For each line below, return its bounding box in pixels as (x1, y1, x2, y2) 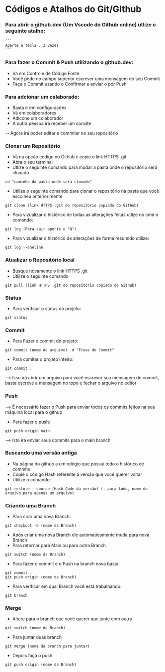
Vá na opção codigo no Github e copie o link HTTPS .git (12, 154, 127, 160)
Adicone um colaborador (12, 115, 64, 121)
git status (5, 315, 28, 320)
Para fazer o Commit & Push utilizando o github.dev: (5, 59, 134, 66)
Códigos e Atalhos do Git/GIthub (5, 3, 142, 15)
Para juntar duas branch (12, 634, 62, 640)
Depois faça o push (12, 653, 53, 659)
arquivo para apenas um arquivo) (5, 490, 75, 496)
